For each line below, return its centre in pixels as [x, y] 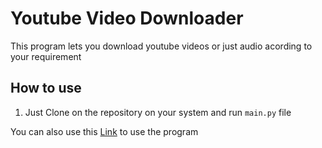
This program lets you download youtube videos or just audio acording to [161, 46]
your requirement [46, 56]
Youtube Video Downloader [127, 18]
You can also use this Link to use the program [104, 131]
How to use [46, 88]
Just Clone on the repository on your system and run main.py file [158, 112]
